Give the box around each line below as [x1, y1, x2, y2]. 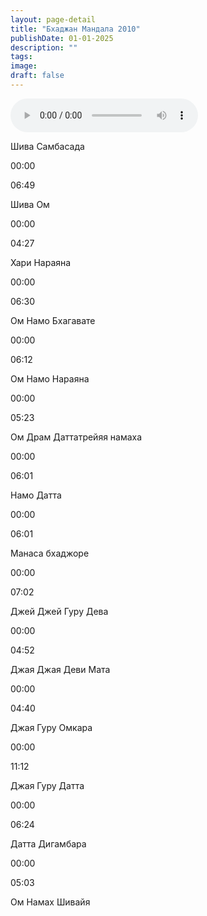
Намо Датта [10, 489, 62, 501]
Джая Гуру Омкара [10, 721, 93, 733]
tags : [10, 52, 33, 62]
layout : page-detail [10, 14, 97, 25]
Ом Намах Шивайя [10, 896, 91, 908]
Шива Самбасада [10, 140, 85, 152]
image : [10, 61, 38, 71]
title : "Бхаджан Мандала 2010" [10, 24, 141, 34]
